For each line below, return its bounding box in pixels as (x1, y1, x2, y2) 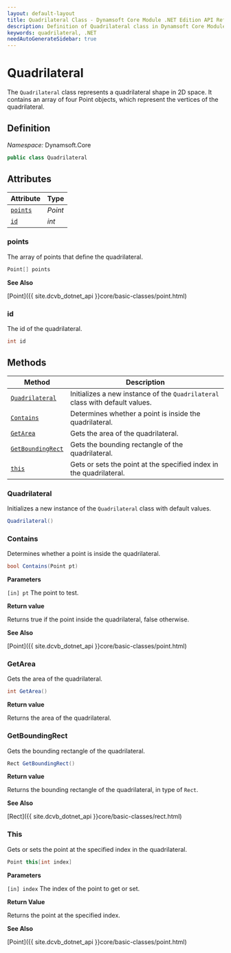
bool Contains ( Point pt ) (7, 563, 78, 570)
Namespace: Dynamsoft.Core (7, 140, 91, 149)
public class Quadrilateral (7, 154, 88, 161)
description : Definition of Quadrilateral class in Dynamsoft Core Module (7, 23, 226, 30)
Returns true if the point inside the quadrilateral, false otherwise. (7, 615, 190, 623)
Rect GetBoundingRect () (7, 760, 76, 767)
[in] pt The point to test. (7, 589, 79, 597)
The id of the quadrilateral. (7, 325, 82, 333)
